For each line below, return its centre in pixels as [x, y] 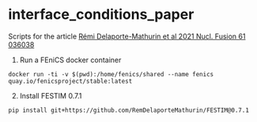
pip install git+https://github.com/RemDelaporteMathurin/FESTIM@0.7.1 [128, 110]
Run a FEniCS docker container [70, 60]
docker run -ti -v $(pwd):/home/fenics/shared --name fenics [111, 74]
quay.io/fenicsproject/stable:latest [70, 81]
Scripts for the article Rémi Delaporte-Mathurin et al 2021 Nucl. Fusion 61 [127, 36]
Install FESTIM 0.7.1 [51, 95]
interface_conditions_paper [101, 15]
